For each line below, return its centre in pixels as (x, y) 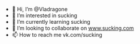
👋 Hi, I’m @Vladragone (39, 9)
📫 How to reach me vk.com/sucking (57, 35)
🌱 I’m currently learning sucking (51, 22)
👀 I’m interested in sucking (45, 15)
